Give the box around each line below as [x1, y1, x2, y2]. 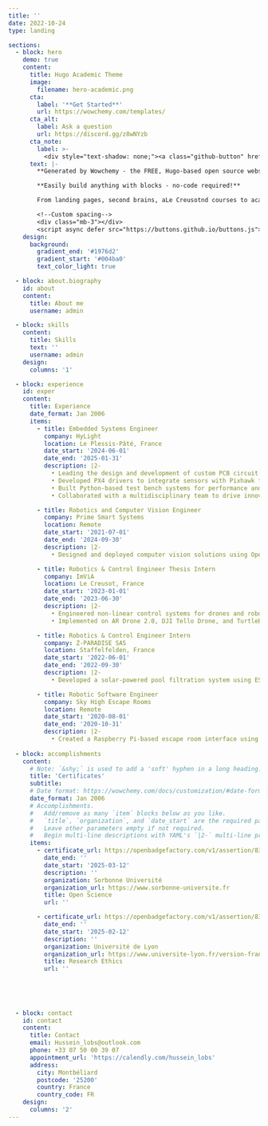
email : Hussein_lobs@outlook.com [29, 1039, 141, 1047]
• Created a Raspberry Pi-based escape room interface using [50, 735, 259, 743]
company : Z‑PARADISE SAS [43, 639, 127, 647]
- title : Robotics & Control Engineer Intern [37, 631, 191, 639]
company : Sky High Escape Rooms [43, 698, 152, 706]
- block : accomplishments [15, 750, 102, 758]
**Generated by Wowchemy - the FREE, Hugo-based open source [37, 167, 245, 176]
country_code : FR [37, 1091, 94, 1099]
